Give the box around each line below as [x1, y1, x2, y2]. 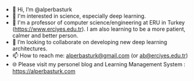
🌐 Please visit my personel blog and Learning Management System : [12, 61, 186, 67]
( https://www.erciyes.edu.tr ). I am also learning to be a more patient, [12, 25, 186, 33]
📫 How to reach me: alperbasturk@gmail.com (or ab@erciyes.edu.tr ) [12, 52, 188, 59]
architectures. [12, 45, 48, 52]
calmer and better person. [12, 32, 79, 39]
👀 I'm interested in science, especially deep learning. [12, 12, 146, 20]
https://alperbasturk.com [12, 67, 76, 75]
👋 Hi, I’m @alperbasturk [12, 6, 72, 13]
